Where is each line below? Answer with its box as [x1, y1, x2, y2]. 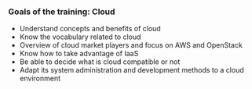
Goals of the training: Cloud [8, 6, 115, 17]
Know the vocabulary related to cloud [19, 32, 141, 41]
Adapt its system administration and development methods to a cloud [19, 66, 245, 75]
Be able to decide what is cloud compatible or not [19, 57, 181, 66]
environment [19, 73, 61, 84]
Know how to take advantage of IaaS [19, 49, 139, 59]
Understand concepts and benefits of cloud [19, 24, 161, 34]
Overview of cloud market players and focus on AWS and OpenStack [19, 41, 243, 50]
